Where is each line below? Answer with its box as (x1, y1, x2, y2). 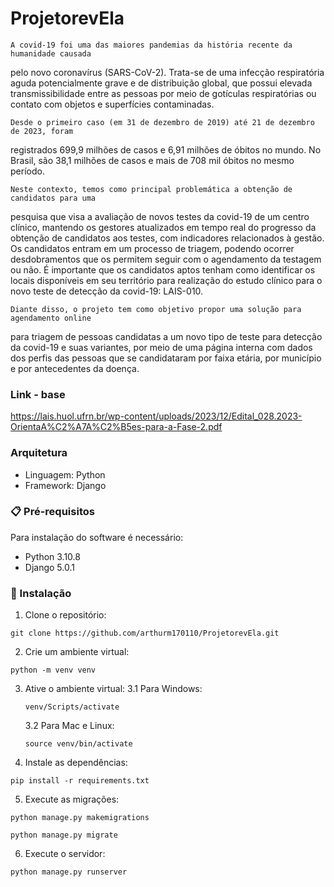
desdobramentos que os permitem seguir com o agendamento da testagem (10, 253, 322, 265)
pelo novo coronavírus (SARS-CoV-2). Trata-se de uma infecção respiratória (10, 66, 325, 78)
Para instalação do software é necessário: (10, 531, 184, 543)
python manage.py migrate (10, 830, 118, 841)
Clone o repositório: (24, 609, 107, 621)
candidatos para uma (10, 193, 97, 203)
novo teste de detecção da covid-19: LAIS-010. (10, 285, 204, 297)
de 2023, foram (10, 126, 74, 136)
